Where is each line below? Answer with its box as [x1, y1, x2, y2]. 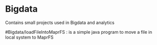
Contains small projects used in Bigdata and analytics [5, 20, 115, 25]
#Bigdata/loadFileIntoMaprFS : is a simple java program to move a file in [5, 29, 153, 35]
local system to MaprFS [5, 34, 54, 40]
